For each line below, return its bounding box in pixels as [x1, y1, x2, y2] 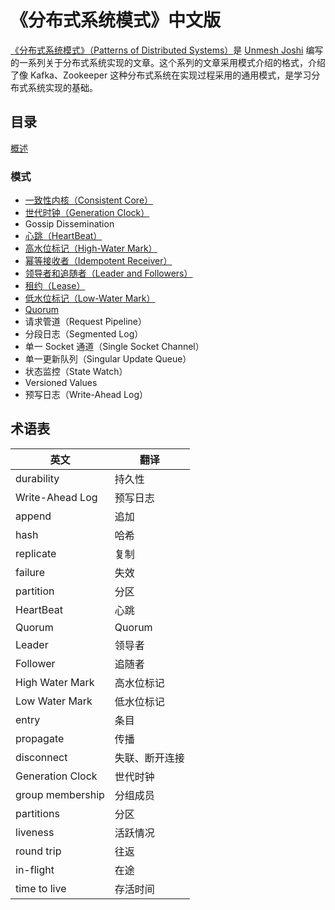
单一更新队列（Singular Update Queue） [24, 353, 192, 365]
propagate [15, 731, 65, 745]
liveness [15, 825, 55, 839]
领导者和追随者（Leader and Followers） [24, 267, 193, 280]
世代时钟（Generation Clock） [24, 207, 150, 219]
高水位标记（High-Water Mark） [24, 242, 158, 255]
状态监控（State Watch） [24, 366, 128, 378]
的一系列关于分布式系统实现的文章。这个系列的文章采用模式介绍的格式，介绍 [10, 56, 326, 68]
